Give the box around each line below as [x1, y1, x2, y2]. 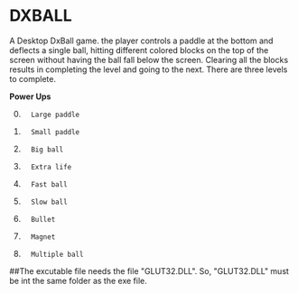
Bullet [31, 215, 56, 224]
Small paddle [31, 127, 80, 136]
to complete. [9, 73, 57, 84]
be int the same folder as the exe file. [9, 275, 147, 286]
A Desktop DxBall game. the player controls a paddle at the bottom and [9, 35, 274, 46]
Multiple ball [31, 250, 84, 259]
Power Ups [9, 91, 51, 102]
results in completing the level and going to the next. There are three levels [9, 64, 288, 75]
